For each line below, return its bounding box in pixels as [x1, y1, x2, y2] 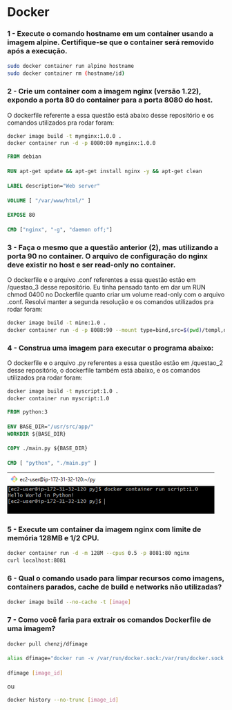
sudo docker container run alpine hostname [7, 63, 135, 70]
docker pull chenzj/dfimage [7, 640, 88, 648]
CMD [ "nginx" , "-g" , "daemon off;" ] [7, 227, 113, 233]
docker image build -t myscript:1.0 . [7, 388, 119, 395]
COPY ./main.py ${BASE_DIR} [7, 445, 88, 452]
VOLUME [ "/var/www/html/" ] [7, 197, 91, 204]
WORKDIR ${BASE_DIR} [7, 430, 67, 437]
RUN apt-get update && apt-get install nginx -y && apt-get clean [7, 168, 202, 175]
